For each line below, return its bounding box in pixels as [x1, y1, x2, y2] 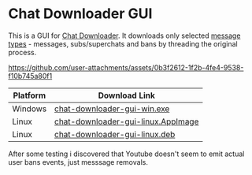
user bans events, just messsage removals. [8, 157, 148, 166]
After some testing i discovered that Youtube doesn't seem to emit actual [8, 149, 245, 158]
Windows [12, 103, 47, 114]
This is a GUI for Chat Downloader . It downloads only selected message [8, 31, 241, 40]
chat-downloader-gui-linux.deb [54, 128, 176, 140]
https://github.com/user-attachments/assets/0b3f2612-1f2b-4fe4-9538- [8, 62, 244, 72]
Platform [13, 90, 46, 101]
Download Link [98, 90, 156, 101]
